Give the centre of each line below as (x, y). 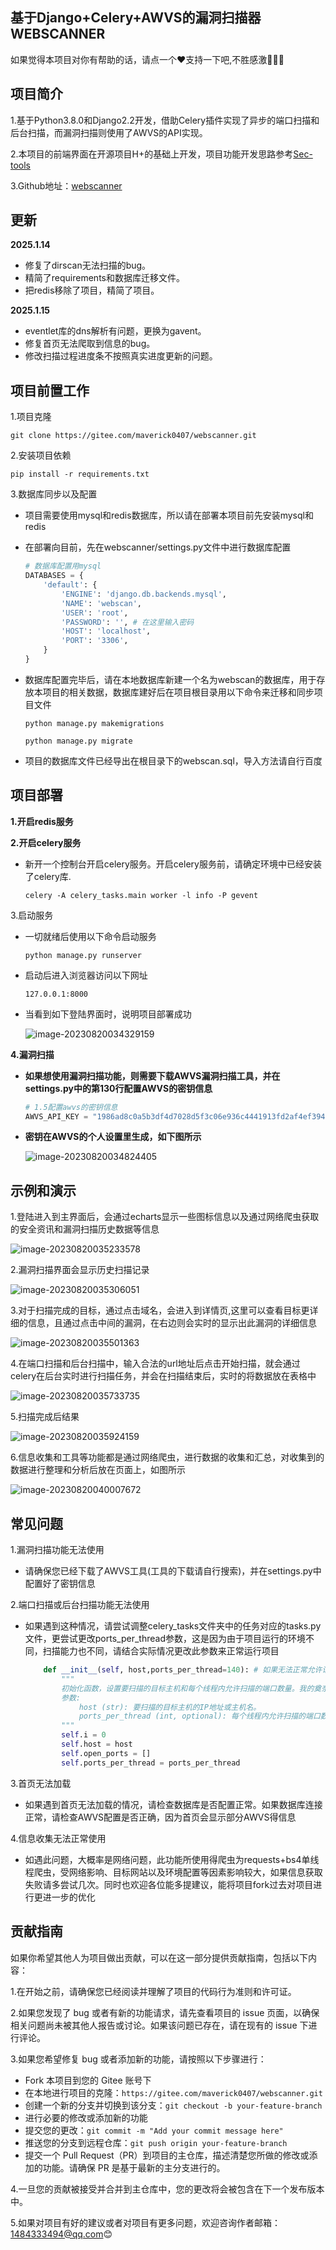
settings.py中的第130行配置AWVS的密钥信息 (118, 1088)
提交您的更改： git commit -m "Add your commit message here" (154, 2130)
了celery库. (48, 876)
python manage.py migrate (78, 741)
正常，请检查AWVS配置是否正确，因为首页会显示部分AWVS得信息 (160, 1817)
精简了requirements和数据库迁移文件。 (104, 278)
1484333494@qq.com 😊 (61, 2234)
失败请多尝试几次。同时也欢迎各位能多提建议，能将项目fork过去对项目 (169, 1884)
